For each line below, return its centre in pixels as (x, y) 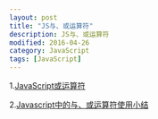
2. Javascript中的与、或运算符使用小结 (79, 105)
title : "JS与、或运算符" (51, 26)
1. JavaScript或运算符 (47, 85)
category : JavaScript (50, 51)
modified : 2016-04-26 (50, 42)
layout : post (33, 17)
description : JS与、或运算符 (59, 34)
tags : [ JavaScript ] (46, 59)
